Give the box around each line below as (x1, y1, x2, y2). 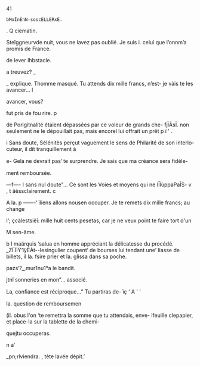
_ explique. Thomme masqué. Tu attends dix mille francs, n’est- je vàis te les (6, 80, 193, 87)
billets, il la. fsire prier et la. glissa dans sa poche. (6, 253, 127, 260)
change (6, 205, 25, 212)
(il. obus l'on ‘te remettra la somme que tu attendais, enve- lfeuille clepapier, (6, 311, 193, 319)
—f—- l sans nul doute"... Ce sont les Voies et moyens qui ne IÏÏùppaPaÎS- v (6, 181, 192, 188)
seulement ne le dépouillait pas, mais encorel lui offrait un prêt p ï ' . (6, 128, 173, 134)
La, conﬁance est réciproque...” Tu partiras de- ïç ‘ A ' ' (6, 288, 141, 295)
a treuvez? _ (6, 68, 36, 75)
